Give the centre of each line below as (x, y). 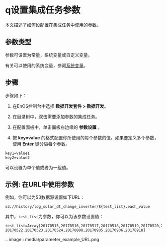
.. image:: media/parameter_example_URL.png (52, 240)
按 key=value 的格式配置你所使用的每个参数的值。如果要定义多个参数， (85, 137)
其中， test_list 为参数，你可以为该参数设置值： (54, 217)
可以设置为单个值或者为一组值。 (38, 167)
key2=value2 (17, 157)
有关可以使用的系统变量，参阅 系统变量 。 (46, 65)
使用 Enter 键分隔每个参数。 (41, 144)
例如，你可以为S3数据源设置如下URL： (45, 197)
